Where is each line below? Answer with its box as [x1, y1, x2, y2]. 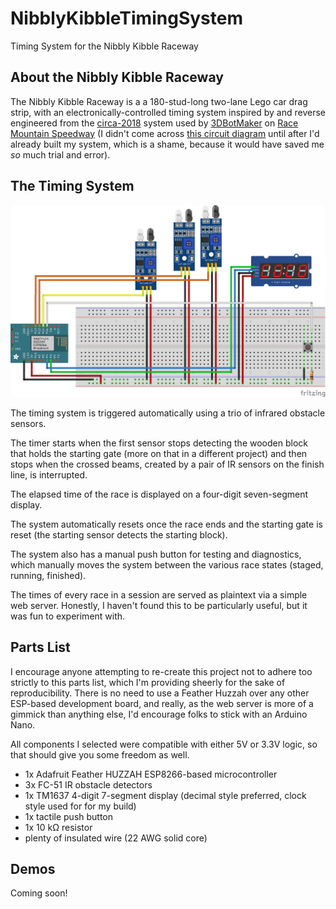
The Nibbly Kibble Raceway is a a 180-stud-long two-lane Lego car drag [10, 95, 308, 107]
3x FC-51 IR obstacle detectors [24, 778, 153, 791]
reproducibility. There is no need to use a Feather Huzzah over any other [10, 687, 310, 699]
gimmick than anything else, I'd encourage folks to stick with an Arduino [10, 708, 308, 720]
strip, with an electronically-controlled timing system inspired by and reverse [10, 106, 326, 118]
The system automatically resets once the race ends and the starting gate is [10, 518, 323, 530]
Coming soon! [10, 887, 68, 899]
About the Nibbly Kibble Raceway [10, 69, 224, 86]
